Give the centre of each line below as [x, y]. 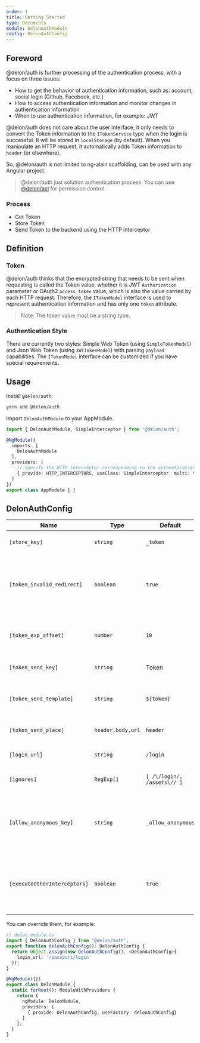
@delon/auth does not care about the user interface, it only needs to [90, 127]
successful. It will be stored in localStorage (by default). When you [88, 140]
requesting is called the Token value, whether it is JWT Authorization [91, 285]
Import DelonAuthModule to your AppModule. [60, 418]
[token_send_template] [41, 699]
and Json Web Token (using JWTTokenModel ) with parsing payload [85, 350]
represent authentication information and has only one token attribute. [92, 304]
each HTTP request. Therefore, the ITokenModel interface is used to [89, 297]
